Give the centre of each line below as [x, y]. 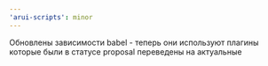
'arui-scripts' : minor [51, 17]
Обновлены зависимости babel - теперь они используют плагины [134, 42]
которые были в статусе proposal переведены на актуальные [126, 51]
